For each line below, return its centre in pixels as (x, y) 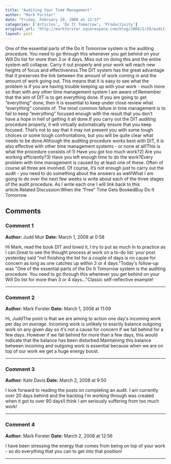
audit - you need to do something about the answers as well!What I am (79, 173)
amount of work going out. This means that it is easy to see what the (77, 81)
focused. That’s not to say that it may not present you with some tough (79, 130)
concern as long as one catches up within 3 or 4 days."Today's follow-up (82, 263)
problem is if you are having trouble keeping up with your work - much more (85, 86)
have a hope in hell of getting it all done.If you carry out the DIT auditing (81, 119)
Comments (23, 211)
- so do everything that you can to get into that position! (64, 451)
